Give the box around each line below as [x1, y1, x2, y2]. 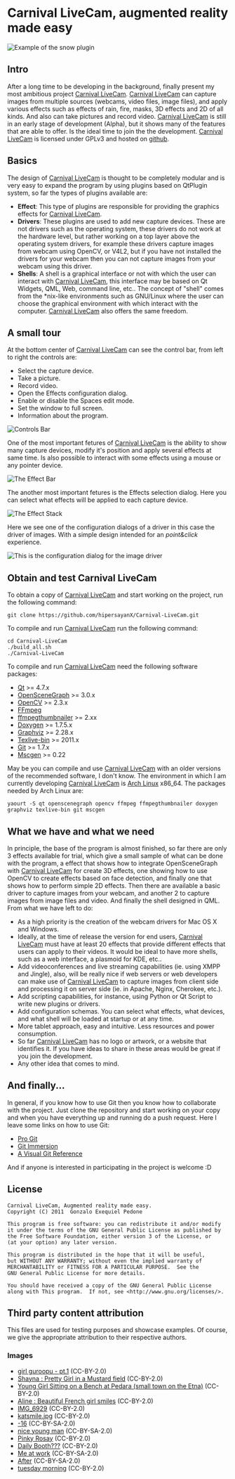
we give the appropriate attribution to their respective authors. [7, 1333, 187, 1342]
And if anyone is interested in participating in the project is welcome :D [7, 1163, 212, 1171]
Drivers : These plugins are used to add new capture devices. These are [17, 217, 226, 226]
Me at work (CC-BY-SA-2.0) [17, 1449, 99, 1457]
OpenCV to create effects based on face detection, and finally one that [7, 874, 212, 882]
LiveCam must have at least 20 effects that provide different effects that [17, 940, 226, 948]
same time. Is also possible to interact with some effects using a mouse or [7, 453, 221, 462]
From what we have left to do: [7, 904, 93, 912]
